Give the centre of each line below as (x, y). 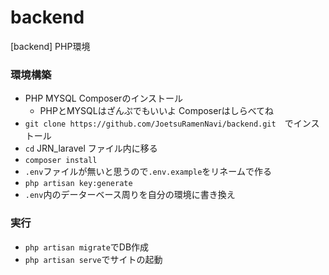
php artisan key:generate (78, 184)
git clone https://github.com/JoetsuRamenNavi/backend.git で (159, 123)
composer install (61, 161)
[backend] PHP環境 (50, 46)
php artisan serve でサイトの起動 (93, 259)
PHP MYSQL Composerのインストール (104, 98)
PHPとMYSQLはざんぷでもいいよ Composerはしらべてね (157, 111)
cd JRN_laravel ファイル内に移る (91, 148)
